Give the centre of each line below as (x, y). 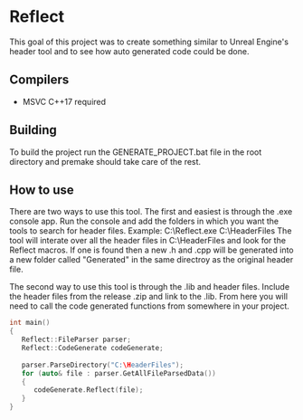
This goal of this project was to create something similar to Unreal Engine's (149, 42)
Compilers (39, 80)
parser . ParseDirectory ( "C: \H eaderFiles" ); (102, 365)
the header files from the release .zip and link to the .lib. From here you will (148, 297)
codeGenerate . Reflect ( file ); (88, 390)
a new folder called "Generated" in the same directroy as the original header (151, 260)
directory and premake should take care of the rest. (105, 161)
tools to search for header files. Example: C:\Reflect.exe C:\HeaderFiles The (151, 231)
